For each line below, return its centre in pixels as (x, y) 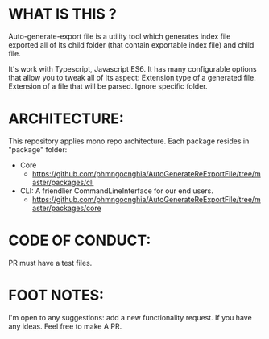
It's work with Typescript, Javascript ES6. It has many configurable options (132, 68)
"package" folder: (38, 149)
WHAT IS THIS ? (62, 14)
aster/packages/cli (63, 182)
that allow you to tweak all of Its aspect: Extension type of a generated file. (132, 77)
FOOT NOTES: (56, 296)
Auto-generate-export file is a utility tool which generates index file (120, 36)
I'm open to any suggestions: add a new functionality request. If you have (130, 317)
